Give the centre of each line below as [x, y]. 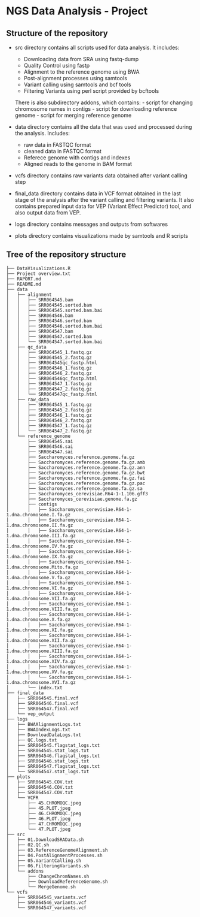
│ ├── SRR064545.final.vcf [42, 698]
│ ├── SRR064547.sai [40, 452]
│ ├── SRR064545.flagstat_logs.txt [53, 745]
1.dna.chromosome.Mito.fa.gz [42, 567]
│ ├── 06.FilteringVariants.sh [48, 866]
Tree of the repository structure [66, 255]
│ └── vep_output [30, 714]
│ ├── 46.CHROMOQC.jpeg [44, 813]
